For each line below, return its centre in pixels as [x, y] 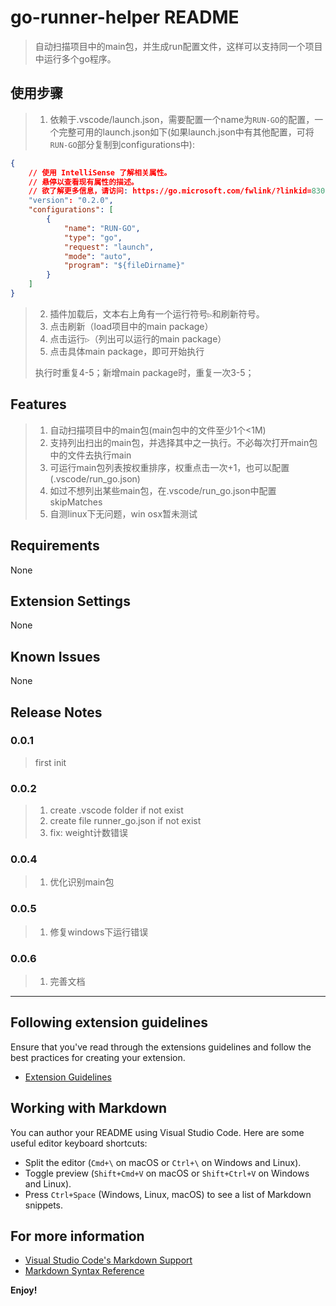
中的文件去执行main [90, 455]
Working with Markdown [89, 1108]
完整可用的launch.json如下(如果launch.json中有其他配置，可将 [186, 132]
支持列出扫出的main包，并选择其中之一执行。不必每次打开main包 [183, 442]
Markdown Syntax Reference [84, 1271]
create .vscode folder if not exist [116, 810]
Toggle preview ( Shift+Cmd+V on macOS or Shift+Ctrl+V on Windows [167, 1173]
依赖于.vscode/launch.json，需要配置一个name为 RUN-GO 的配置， [182, 119]
